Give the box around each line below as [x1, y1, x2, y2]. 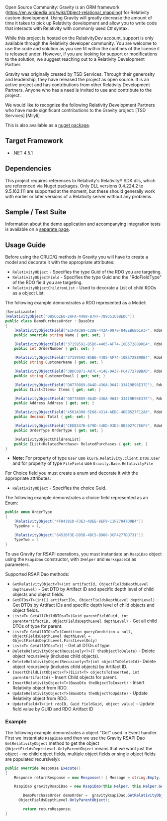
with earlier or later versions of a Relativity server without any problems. [5, 193, 153, 199]
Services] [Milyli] [5, 113, 40, 119]
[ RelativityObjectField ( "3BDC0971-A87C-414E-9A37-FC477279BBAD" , [14, 369, 153, 374]
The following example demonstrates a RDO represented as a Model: [5, 300, 147, 306]
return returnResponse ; [23, 807, 72, 812]
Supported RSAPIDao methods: [5, 571, 70, 577]
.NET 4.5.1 [12, 149, 33, 156]
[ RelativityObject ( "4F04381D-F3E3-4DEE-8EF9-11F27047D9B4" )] [14, 519, 143, 524]
